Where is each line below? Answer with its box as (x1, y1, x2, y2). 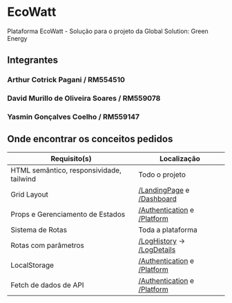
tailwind (10, 174, 37, 184)
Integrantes (7, 55, 59, 66)
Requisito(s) (50, 153, 92, 163)
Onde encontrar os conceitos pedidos (7, 133, 173, 145)
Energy (7, 34, 28, 42)
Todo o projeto (138, 170, 186, 179)
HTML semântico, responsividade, (10, 165, 122, 175)
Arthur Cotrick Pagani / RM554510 (7, 75, 126, 85)
